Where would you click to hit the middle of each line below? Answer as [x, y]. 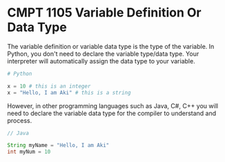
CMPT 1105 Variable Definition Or [104, 13]
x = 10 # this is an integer [49, 86]
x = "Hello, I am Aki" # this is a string [69, 92]
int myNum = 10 [29, 152]
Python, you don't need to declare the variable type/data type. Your [103, 54]
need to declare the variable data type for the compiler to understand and [112, 113]
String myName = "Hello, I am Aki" [58, 145]
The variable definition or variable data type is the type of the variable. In [111, 46]
